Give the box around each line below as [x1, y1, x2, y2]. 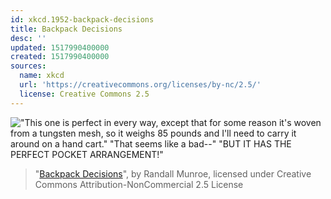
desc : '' [10, 33, 47, 43]
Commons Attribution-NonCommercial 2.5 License [34, 178, 244, 190]
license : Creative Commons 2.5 [19, 89, 150, 99]
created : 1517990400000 [10, 52, 110, 62]
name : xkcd [19, 71, 65, 81]
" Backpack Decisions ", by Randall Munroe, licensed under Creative [34, 167, 312, 180]
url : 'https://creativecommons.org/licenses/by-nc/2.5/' [19, 80, 262, 90]
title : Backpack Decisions [10, 24, 123, 34]
